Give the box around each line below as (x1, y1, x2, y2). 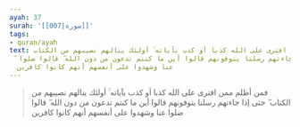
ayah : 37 (9, 12, 42, 22)
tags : (9, 29, 29, 38)
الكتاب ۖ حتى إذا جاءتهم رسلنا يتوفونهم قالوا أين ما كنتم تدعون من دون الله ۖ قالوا (30, 97, 291, 107)
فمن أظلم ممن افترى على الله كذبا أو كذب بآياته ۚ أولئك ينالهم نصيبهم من (30, 86, 269, 98)
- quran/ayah (9, 37, 58, 47)
